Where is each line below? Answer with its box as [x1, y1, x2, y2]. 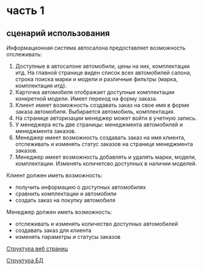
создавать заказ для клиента [15, 227, 92, 234]
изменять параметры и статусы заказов [15, 233, 121, 240]
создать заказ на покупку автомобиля [15, 197, 116, 203]
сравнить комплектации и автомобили [15, 190, 117, 197]
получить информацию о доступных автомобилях [15, 184, 146, 191]
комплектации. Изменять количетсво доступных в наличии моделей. [15, 160, 197, 167]
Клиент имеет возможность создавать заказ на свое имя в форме [15, 101, 190, 109]
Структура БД [6, 257, 44, 264]
